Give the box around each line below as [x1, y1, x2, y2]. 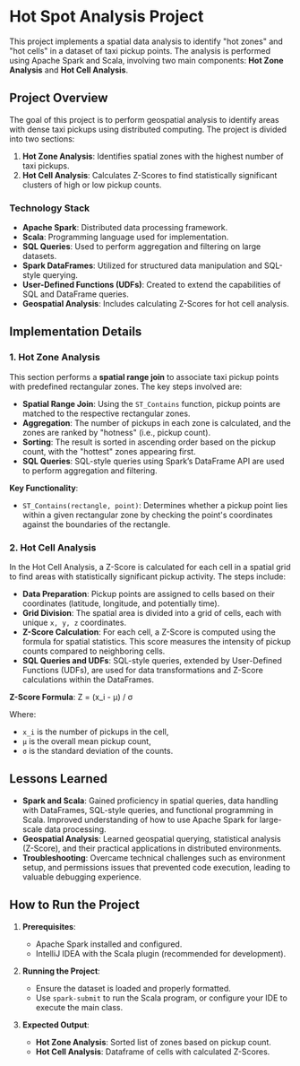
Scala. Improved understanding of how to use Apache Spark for [21, 814, 258, 825]
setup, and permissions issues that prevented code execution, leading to [21, 862, 291, 872]
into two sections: [9, 133, 75, 144]
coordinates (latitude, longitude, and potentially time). [21, 598, 220, 609]
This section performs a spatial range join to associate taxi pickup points [9, 371, 279, 382]
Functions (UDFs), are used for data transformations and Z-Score [21, 665, 264, 676]
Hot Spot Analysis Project [9, 6, 204, 27]
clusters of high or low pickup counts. [21, 179, 162, 190]
